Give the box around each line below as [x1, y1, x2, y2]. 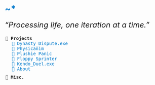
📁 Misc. [5, 74, 25, 80]
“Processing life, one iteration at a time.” [5, 20, 150, 30]
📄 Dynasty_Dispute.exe [12, 40, 68, 46]
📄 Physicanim [12, 45, 44, 51]
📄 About [12, 66, 31, 72]
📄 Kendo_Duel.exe [12, 61, 55, 67]
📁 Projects [5, 35, 32, 41]
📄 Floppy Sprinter [12, 55, 58, 62]
